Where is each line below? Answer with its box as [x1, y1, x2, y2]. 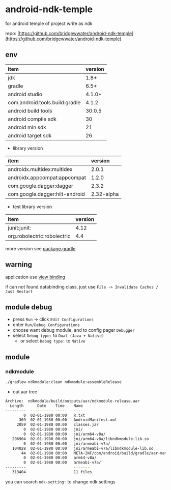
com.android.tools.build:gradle [8, 99, 81, 106]
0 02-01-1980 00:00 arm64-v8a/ [23, 455, 97, 460]
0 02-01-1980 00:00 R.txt [23, 413, 85, 418]
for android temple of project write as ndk [5, 20, 93, 26]
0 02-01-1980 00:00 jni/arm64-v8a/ [23, 431, 106, 437]
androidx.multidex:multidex [8, 165, 73, 172]
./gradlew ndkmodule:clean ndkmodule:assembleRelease [5, 380, 122, 385]
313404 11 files [12, 470, 93, 475]
